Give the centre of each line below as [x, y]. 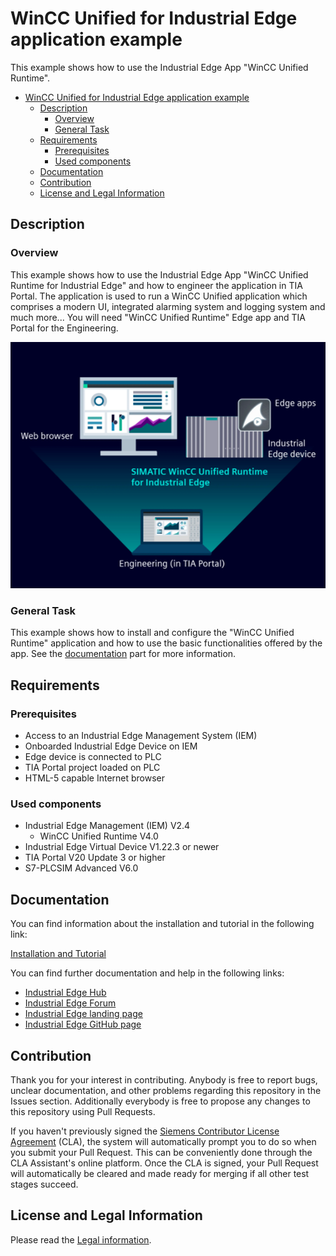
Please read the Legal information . [81, 1239]
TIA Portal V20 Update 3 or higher [95, 858]
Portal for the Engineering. [64, 328]
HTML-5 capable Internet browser [95, 778]
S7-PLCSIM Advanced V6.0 [81, 868]
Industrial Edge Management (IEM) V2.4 [107, 826]
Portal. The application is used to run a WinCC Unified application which [159, 296]
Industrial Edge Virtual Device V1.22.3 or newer [122, 847]
